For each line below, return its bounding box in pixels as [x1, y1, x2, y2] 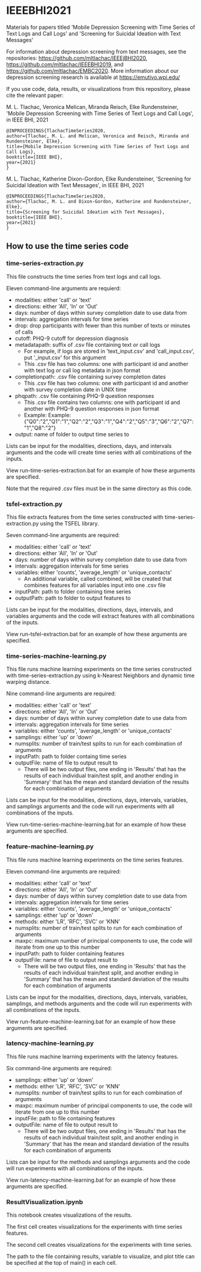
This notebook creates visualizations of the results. [6, 1211, 133, 1219]
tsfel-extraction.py [6, 500, 63, 508]
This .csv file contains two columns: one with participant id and [23, 399, 181, 406]
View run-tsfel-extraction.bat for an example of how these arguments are [6, 630, 187, 638]
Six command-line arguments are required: [6, 1064, 112, 1072]
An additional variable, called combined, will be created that [23, 575, 172, 582]
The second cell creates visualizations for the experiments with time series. [6, 1241, 193, 1249]
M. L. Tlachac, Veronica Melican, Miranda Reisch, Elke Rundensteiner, [6, 103, 179, 110]
